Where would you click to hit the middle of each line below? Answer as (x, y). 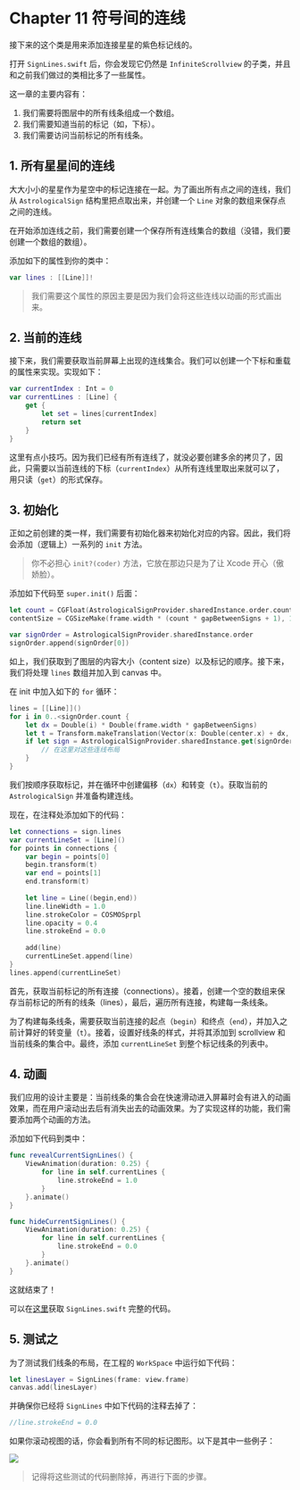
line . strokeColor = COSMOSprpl (83, 915)
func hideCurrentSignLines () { (67, 1221)
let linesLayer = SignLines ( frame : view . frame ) (100, 1379)
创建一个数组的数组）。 (50, 241)
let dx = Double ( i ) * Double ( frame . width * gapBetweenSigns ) (142, 725)
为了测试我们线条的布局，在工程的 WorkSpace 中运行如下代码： (124, 1362)
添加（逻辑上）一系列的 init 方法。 (82, 545)
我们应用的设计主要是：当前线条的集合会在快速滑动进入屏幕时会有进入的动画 (150, 1097)
